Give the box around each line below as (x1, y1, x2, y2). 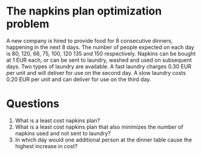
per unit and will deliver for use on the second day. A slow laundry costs (6, 69, 186, 76)
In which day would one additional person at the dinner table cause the (15, 136, 193, 143)
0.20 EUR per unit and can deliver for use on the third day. (6, 76, 151, 83)
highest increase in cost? (15, 142, 77, 149)
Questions (6, 97, 59, 111)
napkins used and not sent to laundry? (15, 129, 111, 137)
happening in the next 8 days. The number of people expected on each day (6, 44, 195, 51)
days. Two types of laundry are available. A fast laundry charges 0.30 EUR (6, 62, 192, 70)
